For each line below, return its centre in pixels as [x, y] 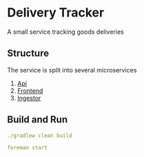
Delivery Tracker [56, 13]
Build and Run [37, 119]
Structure [28, 53]
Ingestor [29, 98]
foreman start [28, 148]
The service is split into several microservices [72, 70]
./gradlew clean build [40, 136]
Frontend [30, 90]
